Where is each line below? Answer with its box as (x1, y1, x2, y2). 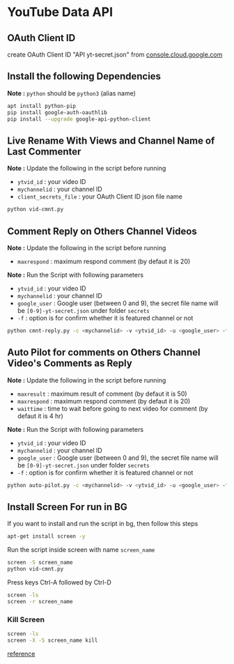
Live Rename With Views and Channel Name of (7, 134, 215, 146)
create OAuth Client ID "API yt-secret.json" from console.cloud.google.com (7, 50, 223, 59)
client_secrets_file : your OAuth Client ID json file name (17, 192, 182, 201)
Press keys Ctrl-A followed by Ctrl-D (7, 578, 111, 586)
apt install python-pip (7, 102, 77, 109)
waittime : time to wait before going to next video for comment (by (17, 404, 208, 412)
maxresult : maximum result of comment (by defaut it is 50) (17, 389, 187, 398)
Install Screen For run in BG (7, 501, 127, 513)
